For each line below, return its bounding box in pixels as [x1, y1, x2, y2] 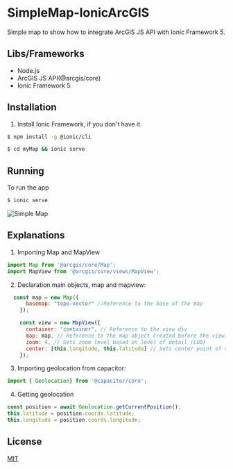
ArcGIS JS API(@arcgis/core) [17, 74, 101, 82]
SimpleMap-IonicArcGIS [7, 5, 150, 21]
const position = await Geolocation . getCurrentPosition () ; [7, 404, 182, 411]
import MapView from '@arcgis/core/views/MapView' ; [7, 268, 159, 275]
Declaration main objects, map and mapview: [17, 280, 146, 289]
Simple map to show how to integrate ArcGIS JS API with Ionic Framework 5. [7, 28, 225, 36]
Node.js [17, 66, 40, 74]
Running [7, 165, 45, 176]
